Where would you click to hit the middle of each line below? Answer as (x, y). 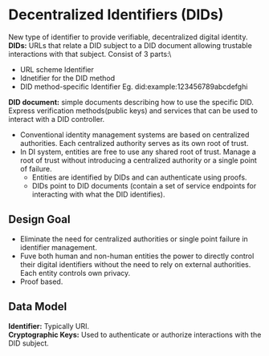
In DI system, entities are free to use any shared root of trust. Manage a (138, 152)
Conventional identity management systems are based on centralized (134, 135)
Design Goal (39, 219)
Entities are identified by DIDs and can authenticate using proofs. (139, 177)
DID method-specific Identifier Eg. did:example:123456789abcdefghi (134, 87)
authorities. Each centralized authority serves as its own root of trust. (134, 143)
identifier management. (59, 247)
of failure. (36, 168)
